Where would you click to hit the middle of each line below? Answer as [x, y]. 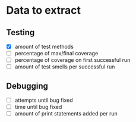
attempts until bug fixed [44, 100]
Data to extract [44, 10]
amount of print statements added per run [66, 114]
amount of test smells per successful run [65, 67]
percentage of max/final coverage [56, 54]
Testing [20, 32]
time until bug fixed [38, 107]
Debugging [27, 86]
